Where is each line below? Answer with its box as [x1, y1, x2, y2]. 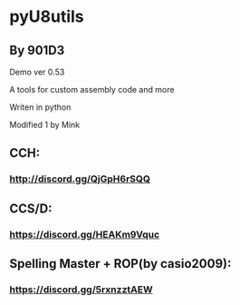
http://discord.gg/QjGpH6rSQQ [9, 172, 151, 185]
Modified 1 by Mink [9, 120, 80, 130]
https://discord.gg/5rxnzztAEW [9, 283, 153, 296]
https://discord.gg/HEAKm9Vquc [9, 228, 160, 241]
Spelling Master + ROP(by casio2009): [9, 256, 232, 271]
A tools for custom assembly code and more [9, 84, 175, 94]
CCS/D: [9, 201, 53, 216]
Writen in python [9, 102, 72, 113]
